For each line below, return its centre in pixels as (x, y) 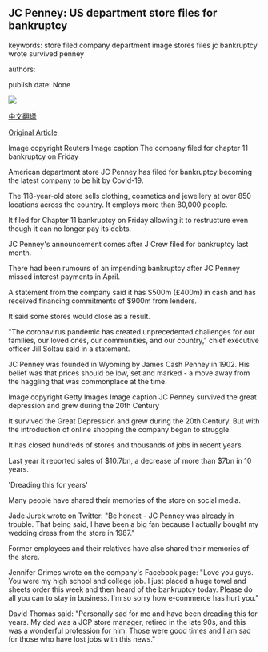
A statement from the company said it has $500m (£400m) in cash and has (132, 292)
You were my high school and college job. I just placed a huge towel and (127, 581)
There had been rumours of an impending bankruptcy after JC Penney (124, 268)
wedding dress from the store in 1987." (72, 533)
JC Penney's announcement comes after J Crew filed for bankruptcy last (128, 244)
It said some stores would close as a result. (79, 316)
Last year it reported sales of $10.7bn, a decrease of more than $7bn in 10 (130, 460)
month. (20, 253)
